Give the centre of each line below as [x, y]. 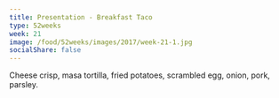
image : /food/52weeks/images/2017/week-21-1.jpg [101, 42]
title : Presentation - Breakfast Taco [81, 17]
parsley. [24, 85]
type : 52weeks [36, 26]
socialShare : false [45, 50]
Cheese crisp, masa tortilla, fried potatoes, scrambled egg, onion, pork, [140, 75]
